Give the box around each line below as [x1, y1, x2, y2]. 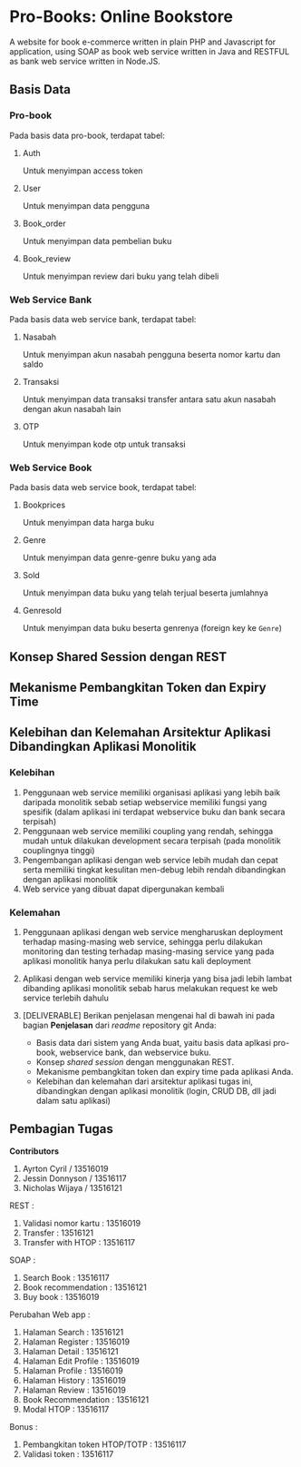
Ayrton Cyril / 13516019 [22, 1163, 109, 1174]
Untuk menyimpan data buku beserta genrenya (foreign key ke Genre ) [22, 623, 283, 634]
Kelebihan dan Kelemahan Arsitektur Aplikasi [9, 724, 271, 741]
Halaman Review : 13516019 [22, 1384, 127, 1395]
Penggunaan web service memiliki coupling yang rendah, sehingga [22, 825, 274, 836]
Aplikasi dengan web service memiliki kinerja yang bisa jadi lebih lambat [22, 973, 293, 984]
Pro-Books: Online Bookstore [9, 6, 234, 27]
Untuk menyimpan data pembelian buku [22, 235, 172, 246]
